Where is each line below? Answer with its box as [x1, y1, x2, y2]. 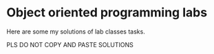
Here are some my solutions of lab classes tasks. [6, 27, 145, 36]
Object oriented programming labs [6, 5, 208, 21]
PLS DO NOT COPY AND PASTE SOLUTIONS [6, 40, 133, 49]
